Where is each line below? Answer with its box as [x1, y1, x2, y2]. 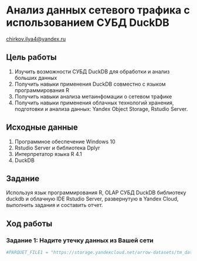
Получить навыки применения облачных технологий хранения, [14, 99, 174, 106]
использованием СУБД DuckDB [6, 16, 169, 29]
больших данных [14, 74, 57, 81]
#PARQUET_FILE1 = [6, 250, 49, 256]
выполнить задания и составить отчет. [6, 202, 103, 209]
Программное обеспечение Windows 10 [14, 138, 116, 145]
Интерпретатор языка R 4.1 [14, 150, 82, 157]
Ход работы [6, 218, 53, 229]
